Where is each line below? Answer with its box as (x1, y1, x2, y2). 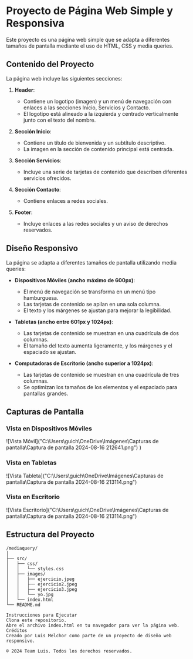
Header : (14, 86, 35, 93)
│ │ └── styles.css (6, 566, 65, 571)
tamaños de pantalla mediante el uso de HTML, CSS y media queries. (6, 42, 174, 49)
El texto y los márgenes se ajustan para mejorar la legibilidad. (23, 307, 172, 314)
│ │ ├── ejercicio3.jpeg (6, 586, 77, 592)
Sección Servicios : (14, 157, 62, 164)
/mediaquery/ (6, 545, 38, 551)
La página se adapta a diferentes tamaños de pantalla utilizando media (6, 259, 177, 266)
